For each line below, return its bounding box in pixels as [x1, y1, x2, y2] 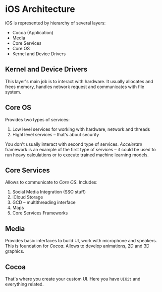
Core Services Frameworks [12, 210, 68, 216]
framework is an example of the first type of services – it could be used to [5, 146, 156, 152]
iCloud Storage [12, 194, 43, 200]
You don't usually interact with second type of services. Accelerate [5, 141, 142, 147]
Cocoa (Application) [12, 29, 54, 35]
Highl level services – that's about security [12, 131, 99, 137]
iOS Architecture [5, 3, 75, 15]
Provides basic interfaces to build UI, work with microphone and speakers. [5, 238, 157, 244]
